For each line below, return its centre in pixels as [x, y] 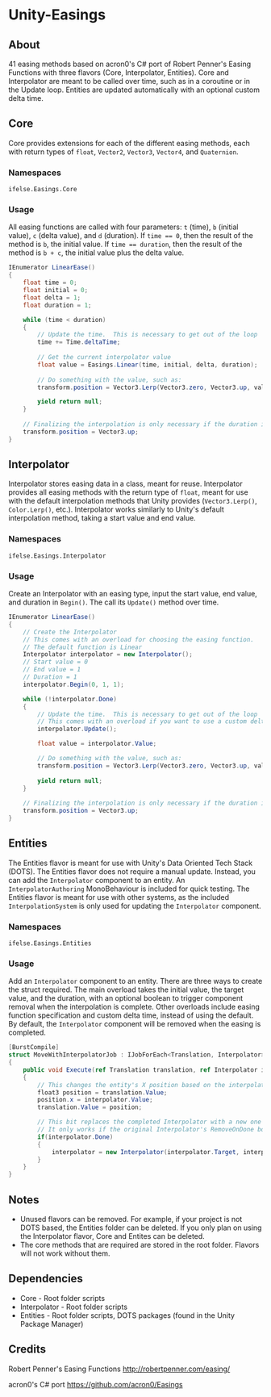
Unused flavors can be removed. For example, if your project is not [131, 1219]
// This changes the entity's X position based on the [131, 1085]
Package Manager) [52, 1324]
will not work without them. [65, 1253]
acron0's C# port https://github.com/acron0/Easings [96, 1384]
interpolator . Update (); [77, 729]
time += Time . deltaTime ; [79, 342]
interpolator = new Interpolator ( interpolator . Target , [146, 1152]
